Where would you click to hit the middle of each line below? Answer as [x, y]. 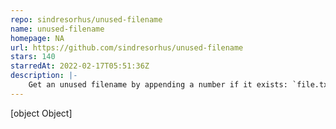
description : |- [44, 76]
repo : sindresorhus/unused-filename [86, 19]
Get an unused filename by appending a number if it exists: [158, 85]
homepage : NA [37, 38]
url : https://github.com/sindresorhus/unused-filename [127, 47]
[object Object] [41, 113]
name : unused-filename [57, 29]
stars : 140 [33, 57]
